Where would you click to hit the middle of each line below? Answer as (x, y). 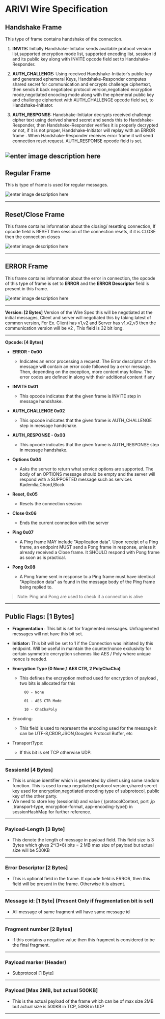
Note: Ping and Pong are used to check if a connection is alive (80, 596)
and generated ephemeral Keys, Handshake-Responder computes (79, 79)
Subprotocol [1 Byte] (33, 973)
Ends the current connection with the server (64, 523)
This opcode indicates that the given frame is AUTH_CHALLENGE (86, 420)
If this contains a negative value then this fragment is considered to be (83, 940)
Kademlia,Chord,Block (42, 484)
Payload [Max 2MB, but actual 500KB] (52, 990)
